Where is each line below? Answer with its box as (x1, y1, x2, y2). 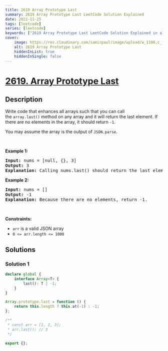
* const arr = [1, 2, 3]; (7, 322, 61, 327)
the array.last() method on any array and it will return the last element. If (5, 113, 158, 120)
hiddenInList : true (14, 49, 55, 54)
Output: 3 (5, 163, 29, 168)
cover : (5, 35, 19, 40)
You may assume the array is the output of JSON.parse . (5, 128, 117, 135)
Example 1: (5, 148, 28, 154)
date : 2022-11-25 (5, 16, 41, 21)
